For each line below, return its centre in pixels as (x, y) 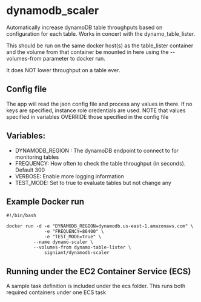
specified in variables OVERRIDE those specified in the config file (87, 116)
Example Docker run (45, 202)
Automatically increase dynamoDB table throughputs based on (84, 27)
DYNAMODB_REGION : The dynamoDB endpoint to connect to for (97, 150)
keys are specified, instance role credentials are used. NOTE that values (96, 110)
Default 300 (30, 170)
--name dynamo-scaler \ (63, 242)
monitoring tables (37, 157)
